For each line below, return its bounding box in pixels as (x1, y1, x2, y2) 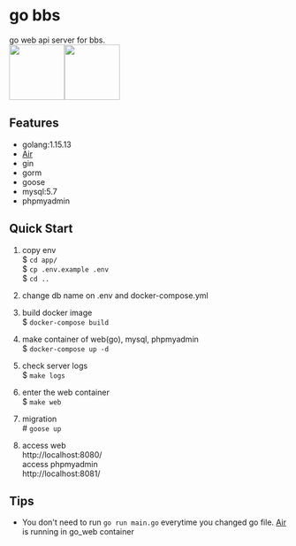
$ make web (21, 396, 62, 407)
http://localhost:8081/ (21, 468, 101, 479)
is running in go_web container (21, 527, 134, 537)
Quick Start (9, 221, 73, 236)
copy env (21, 244, 57, 255)
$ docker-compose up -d (21, 342, 109, 354)
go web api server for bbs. (9, 35, 106, 45)
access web (21, 440, 66, 450)
